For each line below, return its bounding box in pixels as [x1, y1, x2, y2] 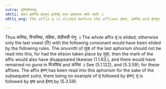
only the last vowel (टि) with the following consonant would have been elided [5, 40, 161, 46]
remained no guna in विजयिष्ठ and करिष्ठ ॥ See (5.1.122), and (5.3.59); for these [5, 62, 160, 68]
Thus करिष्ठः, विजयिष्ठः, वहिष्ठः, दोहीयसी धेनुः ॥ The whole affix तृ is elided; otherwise [5, 34, 159, 40]
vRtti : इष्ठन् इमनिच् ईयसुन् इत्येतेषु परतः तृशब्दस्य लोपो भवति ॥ [5, 12, 104, 17]
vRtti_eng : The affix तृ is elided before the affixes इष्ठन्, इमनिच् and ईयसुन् [5, 16, 160, 21]
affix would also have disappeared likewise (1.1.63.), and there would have [5, 56, 156, 62]
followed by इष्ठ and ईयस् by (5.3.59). [5, 79, 78, 85]
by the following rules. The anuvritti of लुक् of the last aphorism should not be [5, 45, 162, 51]
